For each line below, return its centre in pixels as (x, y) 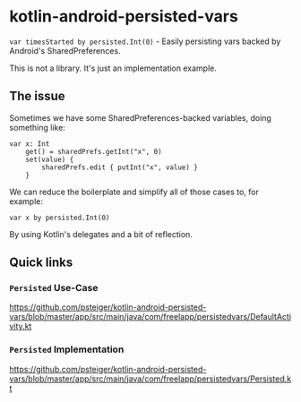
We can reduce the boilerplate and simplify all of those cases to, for (134, 192)
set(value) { (50, 159)
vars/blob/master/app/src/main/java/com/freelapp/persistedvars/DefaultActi (150, 317)
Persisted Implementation (67, 349)
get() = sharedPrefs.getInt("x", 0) (94, 151)
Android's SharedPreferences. (65, 50)
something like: (37, 127)
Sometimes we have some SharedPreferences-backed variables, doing (140, 117)
